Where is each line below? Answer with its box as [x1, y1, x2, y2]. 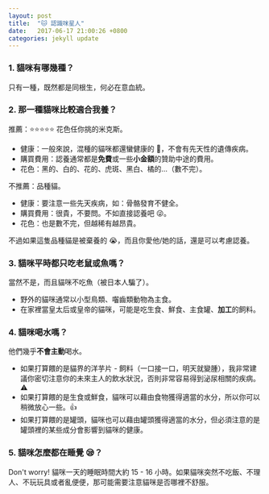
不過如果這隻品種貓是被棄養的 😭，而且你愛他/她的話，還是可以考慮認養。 [8, 235, 255, 245]
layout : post [8, 11, 52, 20]
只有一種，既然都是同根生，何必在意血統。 [8, 82, 150, 92]
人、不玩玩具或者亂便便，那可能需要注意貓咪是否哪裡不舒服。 [8, 477, 213, 487]
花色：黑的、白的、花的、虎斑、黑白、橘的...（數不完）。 [19, 164, 207, 173]
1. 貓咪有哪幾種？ [8, 62, 75, 73]
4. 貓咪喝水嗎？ [8, 327, 68, 338]
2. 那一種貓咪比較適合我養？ [8, 104, 118, 115]
